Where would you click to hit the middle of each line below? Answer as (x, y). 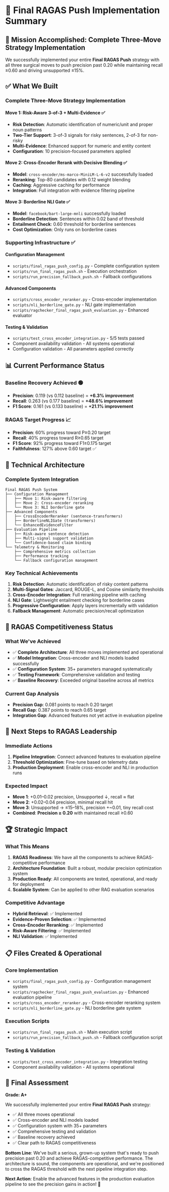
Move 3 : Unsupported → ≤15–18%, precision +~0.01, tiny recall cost (83, 808)
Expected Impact (26, 786)
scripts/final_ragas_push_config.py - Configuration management (82, 981)
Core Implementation (32, 970)
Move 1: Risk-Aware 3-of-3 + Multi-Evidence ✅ (55, 113)
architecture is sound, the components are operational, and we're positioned (85, 1164)
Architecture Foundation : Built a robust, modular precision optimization (87, 868)
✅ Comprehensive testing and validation (54, 1131)
